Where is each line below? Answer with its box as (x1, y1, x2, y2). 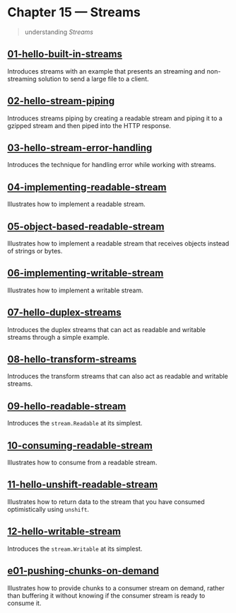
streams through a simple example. (7, 333, 110, 341)
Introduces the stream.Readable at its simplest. (7, 419, 143, 428)
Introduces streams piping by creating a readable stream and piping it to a (7, 114, 223, 122)
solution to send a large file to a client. (37, 74, 149, 83)
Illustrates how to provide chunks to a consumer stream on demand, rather (7, 583, 225, 592)
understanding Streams (24, 28, 94, 36)
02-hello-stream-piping (7, 95, 115, 107)
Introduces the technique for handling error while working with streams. (7, 161, 217, 169)
